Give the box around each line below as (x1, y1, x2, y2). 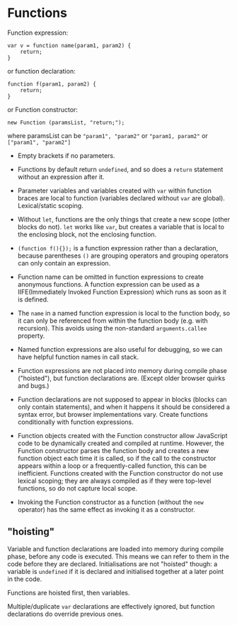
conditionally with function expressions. (17, 418, 134, 426)
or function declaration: (7, 67, 76, 75)
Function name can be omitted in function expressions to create (17, 273, 204, 281)
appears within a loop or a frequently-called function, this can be (17, 461, 207, 470)
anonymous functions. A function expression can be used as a (17, 280, 200, 288)
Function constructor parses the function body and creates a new (17, 446, 209, 454)
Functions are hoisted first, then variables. (7, 588, 130, 597)
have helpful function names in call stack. (17, 352, 139, 361)
